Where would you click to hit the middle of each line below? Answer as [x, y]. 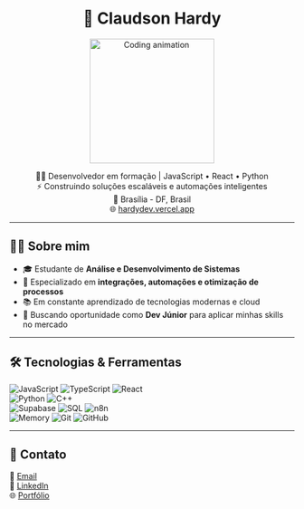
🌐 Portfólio [29, 495]
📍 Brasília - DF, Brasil [152, 199]
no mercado [45, 324]
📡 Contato [38, 454]
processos [43, 291]
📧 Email [24, 476]
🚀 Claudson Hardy [152, 19]
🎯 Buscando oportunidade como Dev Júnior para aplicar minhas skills [153, 314]
